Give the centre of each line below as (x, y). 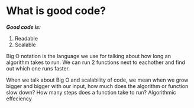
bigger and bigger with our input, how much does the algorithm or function (97, 86)
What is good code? (56, 11)
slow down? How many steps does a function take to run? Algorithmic (91, 92)
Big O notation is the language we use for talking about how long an (89, 56)
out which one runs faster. (38, 68)
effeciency (19, 99)
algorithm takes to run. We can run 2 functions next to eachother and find (96, 62)
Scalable (25, 45)
